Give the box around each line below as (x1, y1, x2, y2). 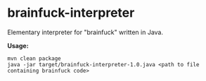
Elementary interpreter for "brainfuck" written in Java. (7, 28, 164, 36)
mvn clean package (7, 54, 61, 62)
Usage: (7, 41, 30, 50)
